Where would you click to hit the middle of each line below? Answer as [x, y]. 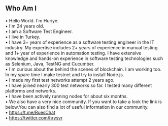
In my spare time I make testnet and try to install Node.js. [65, 74]
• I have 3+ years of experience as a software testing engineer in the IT [80, 42]
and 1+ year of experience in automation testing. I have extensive [73, 53]
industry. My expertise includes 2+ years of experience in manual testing [81, 47]
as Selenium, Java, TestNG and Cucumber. [50, 64]
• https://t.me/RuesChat [30, 112]
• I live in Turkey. [23, 37]
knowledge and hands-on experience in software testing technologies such [84, 58]
